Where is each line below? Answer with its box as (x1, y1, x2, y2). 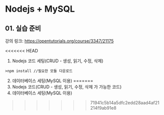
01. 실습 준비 (5, 24, 41, 32)
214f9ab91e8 (90, 105, 117, 111)
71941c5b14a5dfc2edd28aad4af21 (90, 100, 160, 106)
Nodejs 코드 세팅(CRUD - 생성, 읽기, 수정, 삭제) (12, 58, 104, 64)
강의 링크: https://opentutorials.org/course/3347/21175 (5, 38, 114, 44)
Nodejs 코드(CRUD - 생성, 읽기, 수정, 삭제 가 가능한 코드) (12, 84, 122, 90)
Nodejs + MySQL (5, 3, 75, 15)
